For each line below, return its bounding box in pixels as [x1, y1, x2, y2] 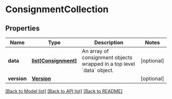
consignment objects [81, 54, 133, 61]
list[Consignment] [31, 57, 77, 64]
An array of [81, 47, 109, 55]
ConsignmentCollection [5, 4, 109, 15]
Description [94, 39, 124, 46]
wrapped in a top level [81, 60, 135, 67]
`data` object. [81, 67, 114, 73]
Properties [5, 24, 40, 33]
